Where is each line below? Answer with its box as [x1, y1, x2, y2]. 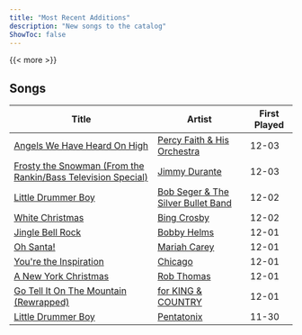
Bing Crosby [156, 212, 209, 224]
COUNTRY [156, 296, 202, 309]
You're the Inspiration [13, 256, 105, 268]
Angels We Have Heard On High [13, 140, 149, 152]
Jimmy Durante [156, 166, 222, 178]
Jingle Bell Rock [13, 226, 82, 239]
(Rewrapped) [13, 296, 70, 309]
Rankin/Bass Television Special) [13, 171, 148, 184]
